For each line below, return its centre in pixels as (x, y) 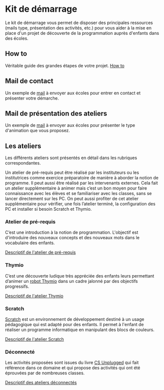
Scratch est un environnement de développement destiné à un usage (75, 319)
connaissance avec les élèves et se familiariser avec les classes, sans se (78, 194)
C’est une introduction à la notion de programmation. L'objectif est (72, 232)
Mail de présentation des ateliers (56, 113)
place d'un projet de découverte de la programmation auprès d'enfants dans (82, 33)
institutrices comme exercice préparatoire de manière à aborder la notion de (82, 178)
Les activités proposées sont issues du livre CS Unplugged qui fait (72, 362)
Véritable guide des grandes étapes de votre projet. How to (65, 65)
